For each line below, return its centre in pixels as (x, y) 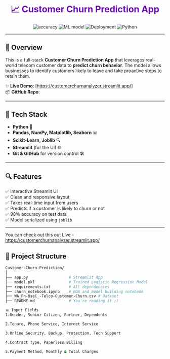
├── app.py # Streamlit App (54, 277)
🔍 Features (24, 176)
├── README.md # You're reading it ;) (62, 301)
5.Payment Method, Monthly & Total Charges (52, 351)
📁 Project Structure (36, 256)
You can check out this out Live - (40, 235)
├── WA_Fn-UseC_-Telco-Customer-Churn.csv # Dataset (62, 296)
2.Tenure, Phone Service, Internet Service (52, 324)
